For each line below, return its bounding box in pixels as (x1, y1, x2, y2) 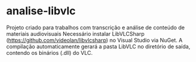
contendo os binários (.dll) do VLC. (6, 49, 93, 56)
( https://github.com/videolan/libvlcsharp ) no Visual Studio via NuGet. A (6, 36, 183, 44)
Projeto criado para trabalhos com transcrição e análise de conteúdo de (6, 24, 185, 31)
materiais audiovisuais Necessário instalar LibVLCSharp (6, 30, 145, 37)
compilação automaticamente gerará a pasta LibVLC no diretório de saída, (6, 43, 191, 50)
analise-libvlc (6, 4, 76, 18)
